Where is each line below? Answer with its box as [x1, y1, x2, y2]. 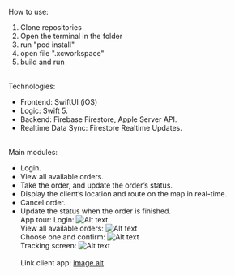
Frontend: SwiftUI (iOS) [19, 97, 98, 106]
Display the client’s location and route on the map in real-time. [19, 189, 228, 198]
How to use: [8, 7, 49, 16]
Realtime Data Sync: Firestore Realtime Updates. [19, 123, 182, 132]
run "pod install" [19, 40, 75, 50]
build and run [19, 57, 65, 67]
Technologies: [8, 81, 56, 91]
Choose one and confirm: [19, 232, 106, 242]
